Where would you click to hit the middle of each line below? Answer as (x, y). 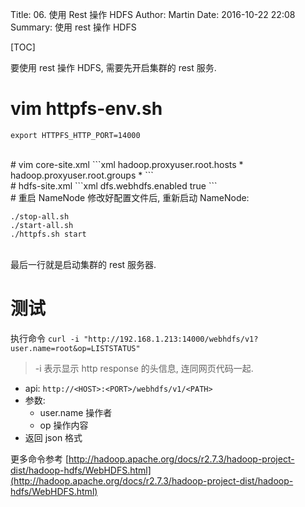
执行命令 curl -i (45, 338)
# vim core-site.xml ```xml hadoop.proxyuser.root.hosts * (127, 164)
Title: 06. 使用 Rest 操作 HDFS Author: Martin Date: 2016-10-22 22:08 (153, 14)
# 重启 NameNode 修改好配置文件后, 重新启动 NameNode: (130, 197)
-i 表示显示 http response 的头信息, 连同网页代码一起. (144, 368)
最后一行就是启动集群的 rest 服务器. (83, 264)
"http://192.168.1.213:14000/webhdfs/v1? (171, 339)
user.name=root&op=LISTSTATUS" (75, 348)
